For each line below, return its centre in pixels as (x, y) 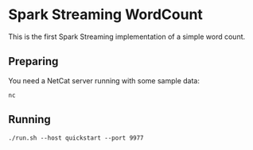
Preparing (33, 62)
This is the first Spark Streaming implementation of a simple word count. (127, 37)
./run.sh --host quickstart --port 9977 (76, 138)
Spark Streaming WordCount (105, 15)
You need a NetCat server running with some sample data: (104, 80)
